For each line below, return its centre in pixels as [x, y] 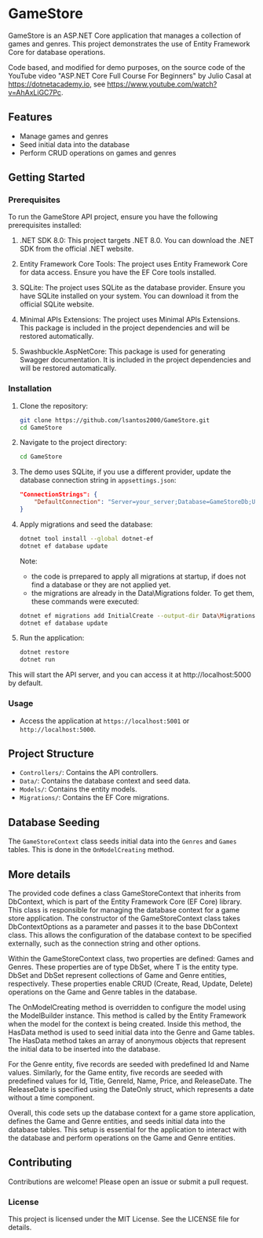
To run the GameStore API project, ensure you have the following [113, 217]
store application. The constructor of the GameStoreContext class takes [124, 918]
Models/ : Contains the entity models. [78, 789]
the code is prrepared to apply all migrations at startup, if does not [139, 576]
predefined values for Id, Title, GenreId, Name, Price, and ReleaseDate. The [130, 1081]
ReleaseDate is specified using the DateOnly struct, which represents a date [131, 1089]
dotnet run [37, 660]
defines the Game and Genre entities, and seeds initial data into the [117, 1121]
